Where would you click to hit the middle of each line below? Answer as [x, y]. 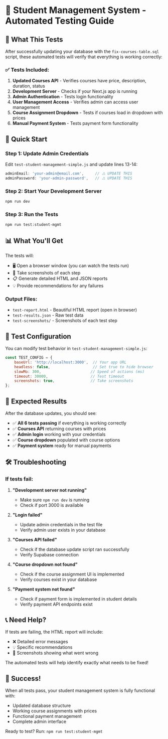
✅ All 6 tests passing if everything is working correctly [69, 423]
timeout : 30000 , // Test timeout [69, 376]
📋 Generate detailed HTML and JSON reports [60, 278]
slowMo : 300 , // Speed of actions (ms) [79, 372]
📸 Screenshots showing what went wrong [55, 653]
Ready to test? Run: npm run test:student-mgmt [54, 731]
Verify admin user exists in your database [63, 530]
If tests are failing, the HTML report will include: [54, 632]
